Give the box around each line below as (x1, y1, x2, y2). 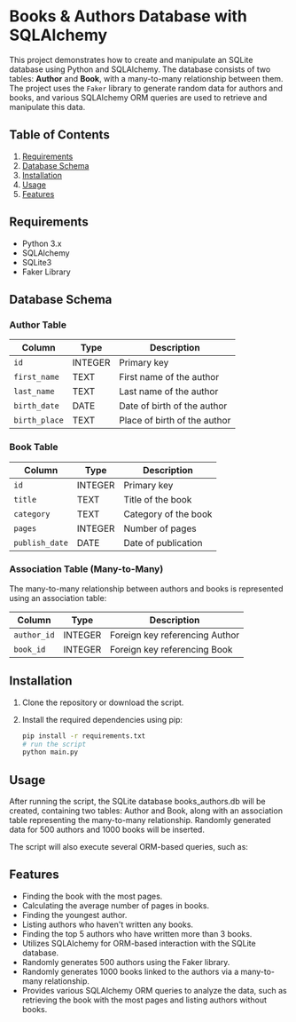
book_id (13, 644, 46, 654)
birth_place (13, 416, 65, 425)
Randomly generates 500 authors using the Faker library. (21, 956, 230, 967)
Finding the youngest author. (21, 909, 128, 920)
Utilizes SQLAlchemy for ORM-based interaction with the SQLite (21, 938, 256, 948)
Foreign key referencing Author (109, 629, 240, 641)
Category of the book (123, 508, 213, 520)
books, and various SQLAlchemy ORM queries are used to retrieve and (9, 91, 268, 103)
